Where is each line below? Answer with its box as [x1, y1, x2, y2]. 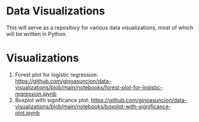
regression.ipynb [14, 90, 57, 97]
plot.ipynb [14, 109, 40, 116]
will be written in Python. [6, 30, 68, 37]
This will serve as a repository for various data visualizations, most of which [6, 24, 194, 31]
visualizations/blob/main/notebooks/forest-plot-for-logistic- [14, 84, 163, 91]
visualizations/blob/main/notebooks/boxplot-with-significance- [14, 103, 171, 110]
